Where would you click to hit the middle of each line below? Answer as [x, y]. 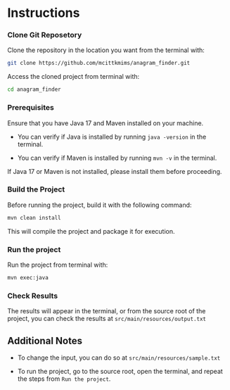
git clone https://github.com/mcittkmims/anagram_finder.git [99, 63]
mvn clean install [34, 218]
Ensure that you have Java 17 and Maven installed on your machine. [106, 123]
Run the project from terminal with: [58, 265]
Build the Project [36, 189]
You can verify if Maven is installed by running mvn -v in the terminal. [117, 158]
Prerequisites [31, 108]
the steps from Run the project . [64, 379]
